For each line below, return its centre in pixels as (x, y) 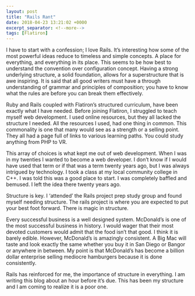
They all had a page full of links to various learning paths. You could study (95, 136)
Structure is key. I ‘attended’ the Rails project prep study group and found (94, 196)
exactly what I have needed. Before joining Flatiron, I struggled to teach (92, 111)
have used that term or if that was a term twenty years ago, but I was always (98, 166)
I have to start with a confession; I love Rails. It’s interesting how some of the (97, 50)
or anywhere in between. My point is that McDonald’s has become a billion (95, 251)
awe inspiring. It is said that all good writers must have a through (84, 81)
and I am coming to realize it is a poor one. (57, 287)
